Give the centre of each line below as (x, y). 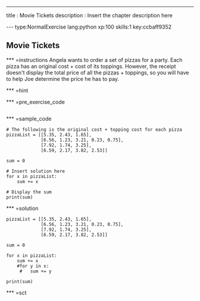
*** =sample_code (29, 118)
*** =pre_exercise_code (36, 102)
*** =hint (17, 90)
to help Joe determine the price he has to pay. (63, 79)
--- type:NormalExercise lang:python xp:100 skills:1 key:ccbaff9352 (89, 27)
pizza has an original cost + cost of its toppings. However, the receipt (91, 66)
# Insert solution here (36, 171)
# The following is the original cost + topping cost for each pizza (94, 129)
